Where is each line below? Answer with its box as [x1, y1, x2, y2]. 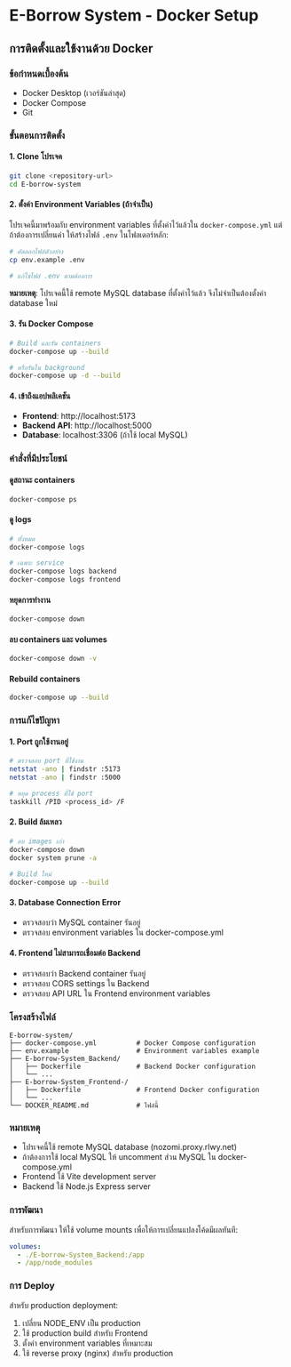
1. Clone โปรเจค [9, 151, 63, 162]
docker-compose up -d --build [9, 371, 122, 381]
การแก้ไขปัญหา [9, 714, 60, 727]
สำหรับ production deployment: [9, 1299, 119, 1310]
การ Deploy [9, 1280, 55, 1292]
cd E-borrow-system [9, 180, 82, 189]
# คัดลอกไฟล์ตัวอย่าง [9, 246, 64, 256]
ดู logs [9, 514, 32, 525]
